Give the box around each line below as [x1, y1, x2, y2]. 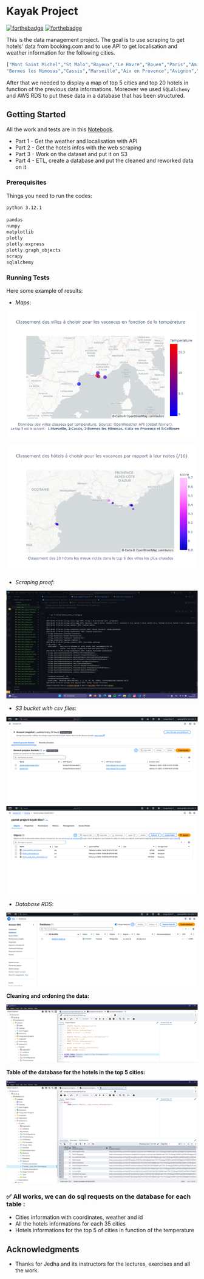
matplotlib [6, 229, 34, 235]
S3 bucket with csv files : [15, 704, 77, 712]
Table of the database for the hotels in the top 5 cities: [6, 1069, 146, 1076]
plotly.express [6, 241, 45, 247]
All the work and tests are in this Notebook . [6, 126, 114, 133]
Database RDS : [15, 900, 54, 907]
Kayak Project [6, 4, 78, 18]
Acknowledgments [6, 1244, 80, 1255]
